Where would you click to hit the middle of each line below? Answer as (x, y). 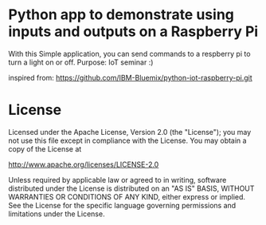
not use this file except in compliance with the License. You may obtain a (127, 140)
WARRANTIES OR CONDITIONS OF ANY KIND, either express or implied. (127, 196)
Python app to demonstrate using (121, 15)
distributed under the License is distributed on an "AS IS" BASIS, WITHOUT (131, 188)
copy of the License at (45, 148)
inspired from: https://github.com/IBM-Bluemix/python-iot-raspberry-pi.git (130, 77)
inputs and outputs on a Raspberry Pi (133, 32)
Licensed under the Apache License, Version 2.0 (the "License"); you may (130, 132)
